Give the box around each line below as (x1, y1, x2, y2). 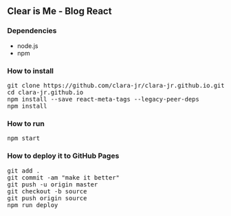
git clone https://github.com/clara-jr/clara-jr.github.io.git (7, 82, 225, 89)
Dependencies (7, 26, 57, 36)
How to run (7, 119, 45, 128)
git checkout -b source (7, 187, 87, 195)
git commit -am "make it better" (7, 173, 120, 181)
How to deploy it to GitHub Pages (7, 151, 120, 160)
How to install (7, 66, 54, 75)
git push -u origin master (7, 180, 98, 188)
